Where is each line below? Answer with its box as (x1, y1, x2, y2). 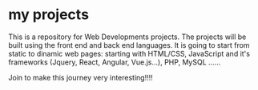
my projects (8, 6, 90, 24)
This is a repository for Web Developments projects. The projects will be (8, 32, 247, 41)
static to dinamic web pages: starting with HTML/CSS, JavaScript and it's (8, 49, 251, 58)
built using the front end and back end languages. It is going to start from (8, 40, 250, 49)
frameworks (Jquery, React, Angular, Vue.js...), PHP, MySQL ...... (8, 57, 221, 67)
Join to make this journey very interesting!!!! (8, 72, 154, 82)
